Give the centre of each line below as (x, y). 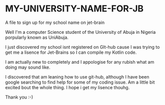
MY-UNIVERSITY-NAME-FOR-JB (74, 9)
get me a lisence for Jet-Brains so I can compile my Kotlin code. (71, 52)
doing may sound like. (28, 67)
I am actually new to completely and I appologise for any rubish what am (80, 62)
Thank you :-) (19, 97)
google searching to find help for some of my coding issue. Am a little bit (80, 82)
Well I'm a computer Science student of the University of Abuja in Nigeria (80, 32)
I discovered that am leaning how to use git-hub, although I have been (77, 77)
